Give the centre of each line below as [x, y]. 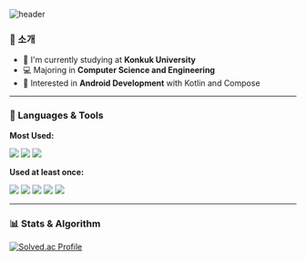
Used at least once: [47, 172]
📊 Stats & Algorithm [55, 224]
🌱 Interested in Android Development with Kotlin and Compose [142, 83]
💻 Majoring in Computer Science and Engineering [119, 70]
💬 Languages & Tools [56, 116]
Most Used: [32, 135]
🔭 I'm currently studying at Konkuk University [109, 60]
